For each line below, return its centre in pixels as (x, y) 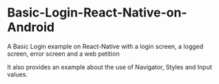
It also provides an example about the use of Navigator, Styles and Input (109, 67)
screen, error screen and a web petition (63, 54)
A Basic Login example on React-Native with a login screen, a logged (105, 46)
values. (17, 74)
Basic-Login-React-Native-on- (97, 13)
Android (31, 27)
